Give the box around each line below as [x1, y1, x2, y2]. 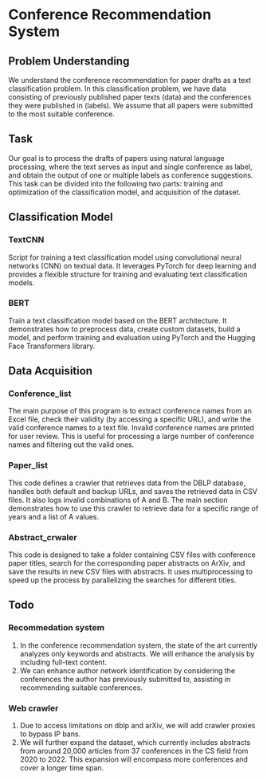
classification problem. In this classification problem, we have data [8, 84, 227, 93]
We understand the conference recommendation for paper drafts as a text [8, 76, 251, 84]
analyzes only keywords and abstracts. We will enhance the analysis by [19, 649, 255, 658]
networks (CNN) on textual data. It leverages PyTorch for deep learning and [8, 261, 257, 270]
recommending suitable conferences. [19, 683, 143, 692]
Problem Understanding [8, 54, 130, 68]
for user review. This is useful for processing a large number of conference [8, 432, 255, 441]
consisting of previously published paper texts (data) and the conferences [8, 92, 252, 101]
